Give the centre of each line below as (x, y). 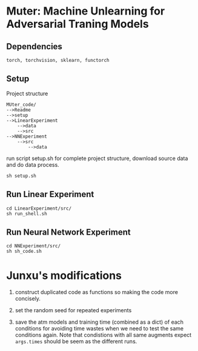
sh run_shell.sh (27, 213)
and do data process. (33, 164)
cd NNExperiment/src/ (34, 246)
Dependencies (34, 46)
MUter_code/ (21, 104)
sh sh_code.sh (24, 252)
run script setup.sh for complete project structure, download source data (97, 158)
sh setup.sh (21, 176)
